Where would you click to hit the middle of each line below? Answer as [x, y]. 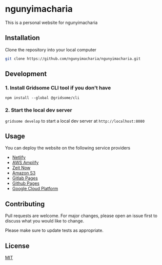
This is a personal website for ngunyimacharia [51, 22]
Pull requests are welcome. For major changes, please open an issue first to [81, 216]
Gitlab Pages [25, 178]
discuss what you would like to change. [45, 221]
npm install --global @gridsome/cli [42, 98]
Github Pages [26, 183]
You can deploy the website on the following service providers [68, 148]
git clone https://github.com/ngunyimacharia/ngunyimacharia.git [73, 59]
